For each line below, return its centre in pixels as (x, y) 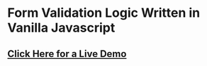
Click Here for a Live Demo (67, 54)
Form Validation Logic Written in (104, 13)
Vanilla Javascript (61, 28)
